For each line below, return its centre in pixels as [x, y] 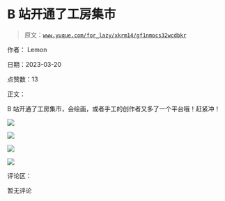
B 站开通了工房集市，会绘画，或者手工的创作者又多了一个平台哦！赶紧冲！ [114, 108]
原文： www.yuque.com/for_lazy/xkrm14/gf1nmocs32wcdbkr [105, 35]
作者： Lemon [27, 49]
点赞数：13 [23, 79]
